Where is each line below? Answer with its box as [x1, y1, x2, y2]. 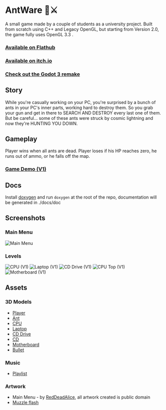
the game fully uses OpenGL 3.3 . [5, 31, 73, 37]
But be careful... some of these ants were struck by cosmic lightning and [5, 115, 154, 121]
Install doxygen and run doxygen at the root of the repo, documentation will [5, 194, 157, 201]
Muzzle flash [12, 400, 39, 406]
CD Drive [12, 331, 31, 337]
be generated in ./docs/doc [5, 200, 61, 205]
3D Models [5, 299, 32, 306]
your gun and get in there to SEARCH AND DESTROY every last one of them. [5, 109, 161, 116]
